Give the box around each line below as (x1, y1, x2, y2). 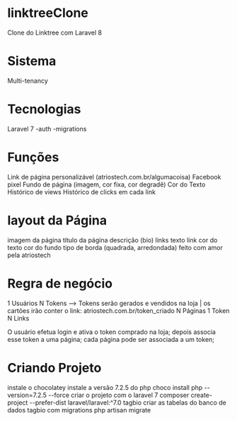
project (7, 398, 28, 407)
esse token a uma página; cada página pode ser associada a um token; (7, 335, 214, 343)
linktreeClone (7, 5, 88, 21)
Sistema (7, 53, 57, 69)
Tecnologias (7, 101, 81, 117)
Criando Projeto (7, 360, 102, 376)
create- (190, 391, 212, 399)
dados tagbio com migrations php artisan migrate (7, 405, 151, 414)
